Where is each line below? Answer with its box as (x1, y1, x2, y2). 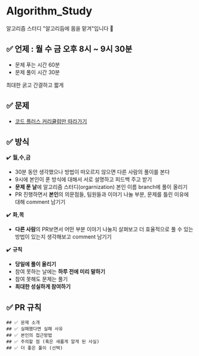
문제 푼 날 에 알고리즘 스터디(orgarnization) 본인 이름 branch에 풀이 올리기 (14, 183, 188, 191)
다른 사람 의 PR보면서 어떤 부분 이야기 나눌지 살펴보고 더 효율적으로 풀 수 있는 (14, 226, 194, 233)
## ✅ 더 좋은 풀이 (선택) (6, 345, 63, 351)
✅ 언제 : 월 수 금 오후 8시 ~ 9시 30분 (6, 44, 133, 55)
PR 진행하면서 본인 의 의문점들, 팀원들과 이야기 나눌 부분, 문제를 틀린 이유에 (14, 191, 189, 198)
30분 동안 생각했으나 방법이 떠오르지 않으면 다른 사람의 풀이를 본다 (14, 168, 170, 176)
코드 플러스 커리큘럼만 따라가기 (14, 117, 87, 125)
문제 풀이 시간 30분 (14, 68, 60, 76)
